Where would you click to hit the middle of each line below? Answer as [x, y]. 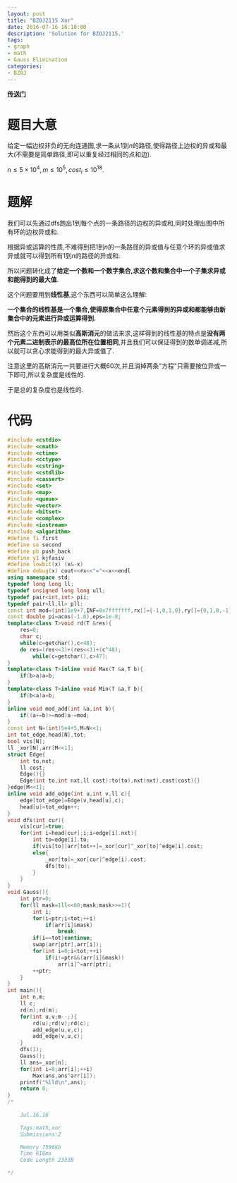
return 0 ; [35, 1089]
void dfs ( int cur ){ [36, 820]
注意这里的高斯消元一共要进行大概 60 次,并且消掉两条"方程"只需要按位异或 [114, 366]
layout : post [26, 14]
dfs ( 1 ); [31, 1050]
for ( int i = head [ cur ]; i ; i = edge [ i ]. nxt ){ [79, 833]
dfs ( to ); [58, 866]
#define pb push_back [39, 551]
